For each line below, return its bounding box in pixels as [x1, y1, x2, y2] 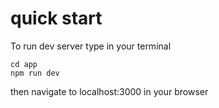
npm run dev [10, 68, 60, 78]
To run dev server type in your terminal [10, 40, 172, 52]
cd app [10, 59, 38, 69]
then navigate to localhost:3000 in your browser [10, 85, 209, 97]
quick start [10, 7, 103, 30]
